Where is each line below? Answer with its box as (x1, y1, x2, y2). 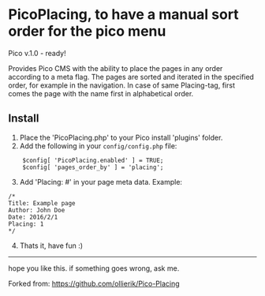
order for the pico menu (8, 22, 166, 40)
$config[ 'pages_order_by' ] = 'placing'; (22, 163, 164, 171)
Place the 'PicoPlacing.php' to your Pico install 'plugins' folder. (19, 133, 223, 142)
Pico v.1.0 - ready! (8, 48, 66, 58)
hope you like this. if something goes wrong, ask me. (8, 263, 180, 273)
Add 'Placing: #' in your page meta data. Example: (19, 177, 183, 186)
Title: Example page (8, 199, 77, 207)
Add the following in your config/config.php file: (19, 141, 177, 151)
